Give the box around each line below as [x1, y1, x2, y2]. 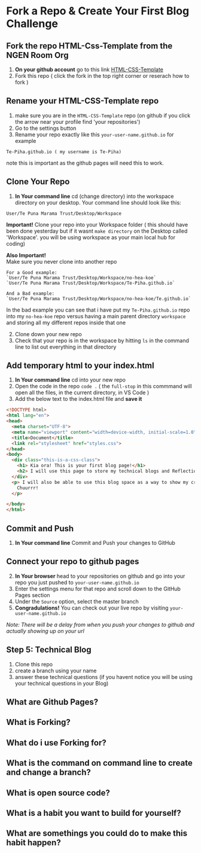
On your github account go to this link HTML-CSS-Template [14, 66, 163, 73]
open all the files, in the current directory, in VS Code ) [14, 389, 150, 396]
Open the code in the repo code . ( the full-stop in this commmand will [14, 383, 193, 390]
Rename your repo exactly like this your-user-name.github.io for [14, 130, 175, 138]
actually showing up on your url [6, 627, 85, 635]
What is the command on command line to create [6, 758, 193, 768]
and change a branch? [6, 767, 92, 778]
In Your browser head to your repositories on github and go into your [14, 572, 185, 580]
